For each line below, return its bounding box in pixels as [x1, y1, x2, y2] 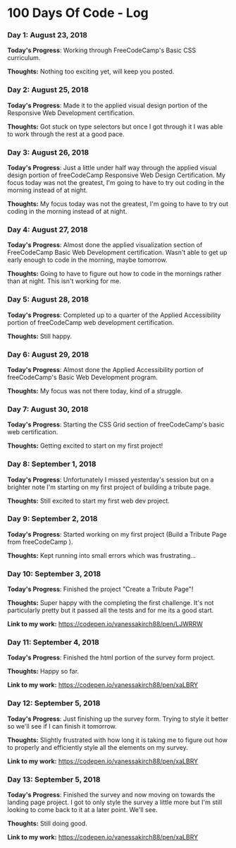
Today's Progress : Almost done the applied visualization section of [7, 241, 203, 249]
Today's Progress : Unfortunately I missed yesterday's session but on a [7, 475, 214, 484]
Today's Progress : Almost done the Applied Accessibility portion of [7, 365, 204, 374]
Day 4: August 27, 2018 [7, 225, 88, 234]
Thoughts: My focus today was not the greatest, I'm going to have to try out [7, 200, 229, 208]
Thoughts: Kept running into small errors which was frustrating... [7, 551, 196, 559]
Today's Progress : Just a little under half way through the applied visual [7, 164, 217, 172]
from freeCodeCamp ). [7, 537, 73, 546]
